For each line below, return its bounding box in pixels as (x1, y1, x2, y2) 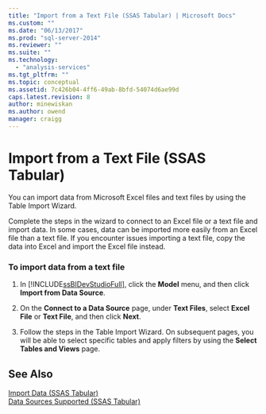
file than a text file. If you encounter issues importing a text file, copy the (8, 233, 245, 242)
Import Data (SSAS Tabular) (8, 388, 99, 397)
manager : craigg (8, 115, 62, 123)
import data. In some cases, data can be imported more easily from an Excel (8, 224, 258, 234)
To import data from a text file (8, 261, 125, 273)
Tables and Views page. (19, 344, 101, 354)
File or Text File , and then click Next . (19, 311, 141, 322)
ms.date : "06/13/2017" (8, 26, 83, 34)
